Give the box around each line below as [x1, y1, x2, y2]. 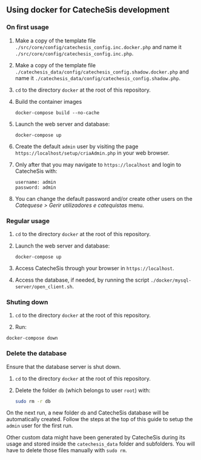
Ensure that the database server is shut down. [6, 363, 121, 370]
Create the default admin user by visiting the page [15, 143, 139, 150]
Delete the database [6, 349, 67, 357]
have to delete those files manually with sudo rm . [6, 447, 127, 454]
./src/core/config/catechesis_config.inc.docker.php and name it [15, 43, 182, 50]
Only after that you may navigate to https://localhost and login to [15, 161, 182, 168]
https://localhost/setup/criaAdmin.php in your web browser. [15, 149, 170, 157]
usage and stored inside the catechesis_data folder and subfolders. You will [6, 440, 196, 448]
